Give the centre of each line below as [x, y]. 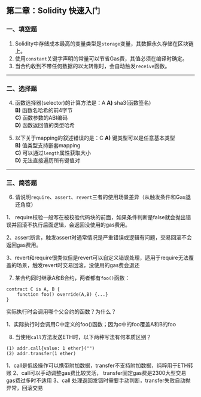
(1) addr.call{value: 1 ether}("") [51, 348]
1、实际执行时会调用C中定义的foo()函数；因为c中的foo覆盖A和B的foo [91, 325]
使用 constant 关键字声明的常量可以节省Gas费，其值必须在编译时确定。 [101, 58]
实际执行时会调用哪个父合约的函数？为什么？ [61, 312]
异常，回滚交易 [25, 388]
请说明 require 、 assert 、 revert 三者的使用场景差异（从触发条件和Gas [100, 197]
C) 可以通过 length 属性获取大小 [53, 153]
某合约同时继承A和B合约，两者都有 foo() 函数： [72, 278]
